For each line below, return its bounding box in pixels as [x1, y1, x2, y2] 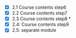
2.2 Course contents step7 [12, 10, 67, 16]
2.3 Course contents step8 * [12, 16, 71, 22]
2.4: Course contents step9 [12, 21, 69, 27]
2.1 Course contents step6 [12, 5, 66, 10]
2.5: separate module [12, 27, 56, 33]
